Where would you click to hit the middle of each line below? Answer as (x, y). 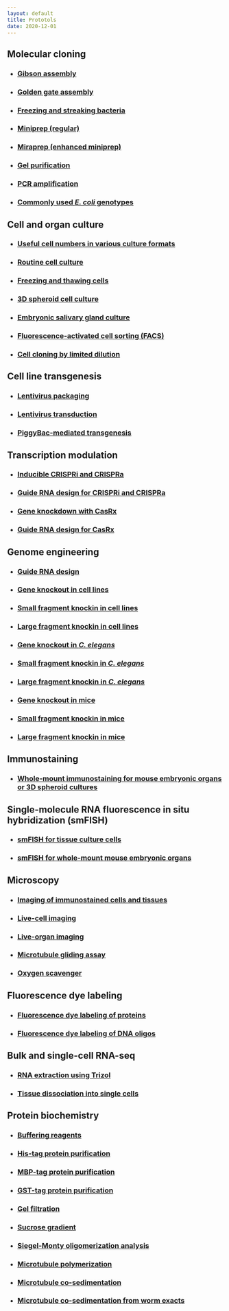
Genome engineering (53, 552)
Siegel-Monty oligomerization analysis (83, 1245)
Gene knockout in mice (56, 700)
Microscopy (33, 880)
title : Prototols (32, 20)
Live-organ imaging (50, 937)
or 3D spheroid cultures (57, 787)
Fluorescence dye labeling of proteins (81, 1015)
